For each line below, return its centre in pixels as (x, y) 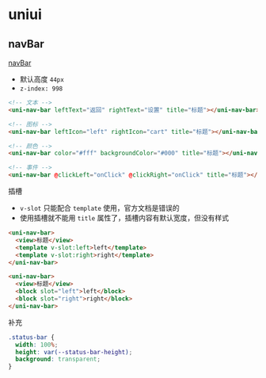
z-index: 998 (41, 89)
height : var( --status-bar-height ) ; (74, 352)
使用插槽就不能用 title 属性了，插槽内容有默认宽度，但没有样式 (124, 218)
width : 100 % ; (37, 345)
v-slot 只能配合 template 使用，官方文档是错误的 (99, 208)
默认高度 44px (42, 79)
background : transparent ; (58, 359)
